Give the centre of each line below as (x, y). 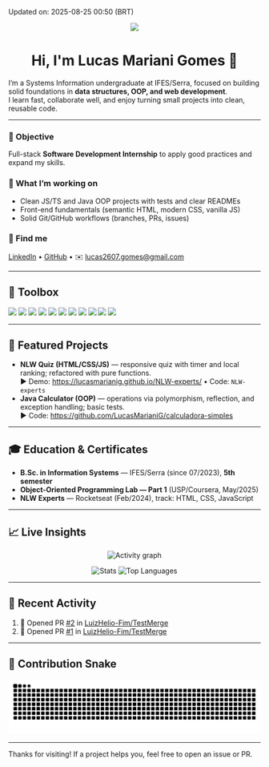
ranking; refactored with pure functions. (86, 373)
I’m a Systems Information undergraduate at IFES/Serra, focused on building (134, 83)
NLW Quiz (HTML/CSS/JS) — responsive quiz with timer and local (129, 365)
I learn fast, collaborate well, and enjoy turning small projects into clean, (127, 99)
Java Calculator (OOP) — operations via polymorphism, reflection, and (137, 398)
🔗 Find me (28, 239)
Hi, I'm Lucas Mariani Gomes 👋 (134, 61)
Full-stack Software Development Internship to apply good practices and (130, 154)
